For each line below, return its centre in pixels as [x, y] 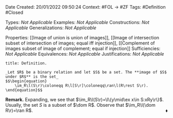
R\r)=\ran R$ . [19, 110]
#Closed [14, 12]
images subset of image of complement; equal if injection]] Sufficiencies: [83, 49]
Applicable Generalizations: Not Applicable [51, 28]
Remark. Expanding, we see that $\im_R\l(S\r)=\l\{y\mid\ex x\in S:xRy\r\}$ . [84, 100]
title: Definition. [26, 63]
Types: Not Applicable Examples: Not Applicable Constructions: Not [77, 22]
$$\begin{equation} [26, 81]
